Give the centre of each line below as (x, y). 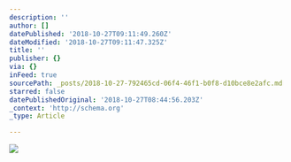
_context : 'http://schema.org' (67, 108)
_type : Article (37, 116)
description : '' (39, 17)
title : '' (27, 50)
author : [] (29, 26)
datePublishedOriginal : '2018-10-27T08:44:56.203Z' (106, 100)
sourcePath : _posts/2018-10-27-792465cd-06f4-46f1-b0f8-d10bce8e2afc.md (146, 83)
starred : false (37, 91)
